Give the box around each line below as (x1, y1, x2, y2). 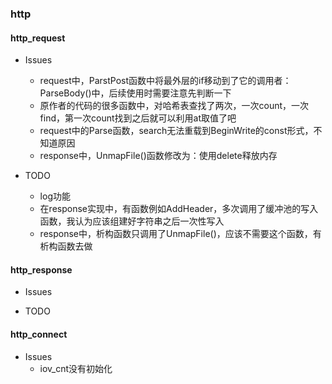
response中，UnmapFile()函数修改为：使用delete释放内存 (39, 150, 278, 162)
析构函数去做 (39, 240, 93, 252)
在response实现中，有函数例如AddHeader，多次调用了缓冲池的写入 (39, 203, 319, 215)
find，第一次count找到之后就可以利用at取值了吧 (39, 112, 237, 124)
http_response (10, 263, 73, 276)
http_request (10, 32, 66, 44)
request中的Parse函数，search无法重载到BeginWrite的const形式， (39, 125, 314, 137)
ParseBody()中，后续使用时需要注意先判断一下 (39, 87, 232, 99)
